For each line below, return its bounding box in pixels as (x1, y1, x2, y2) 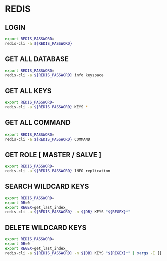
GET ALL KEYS (5, 86, 52, 95)
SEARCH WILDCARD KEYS (5, 182, 89, 191)
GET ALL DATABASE (5, 55, 69, 63)
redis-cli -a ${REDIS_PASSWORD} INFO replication (5, 169, 111, 174)
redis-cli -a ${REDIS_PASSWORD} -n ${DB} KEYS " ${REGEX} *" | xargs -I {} (5, 250, 162, 256)
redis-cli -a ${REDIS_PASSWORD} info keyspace (5, 73, 104, 78)
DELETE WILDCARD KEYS (5, 223, 87, 232)
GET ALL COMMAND (5, 118, 71, 127)
